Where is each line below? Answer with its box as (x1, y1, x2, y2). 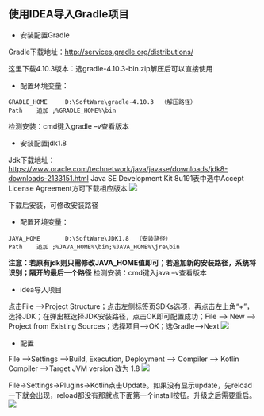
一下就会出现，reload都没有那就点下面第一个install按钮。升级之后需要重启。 (8, 390, 256, 399)
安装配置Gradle (19, 30, 70, 40)
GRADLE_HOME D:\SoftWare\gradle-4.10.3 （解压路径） (8, 98, 197, 106)
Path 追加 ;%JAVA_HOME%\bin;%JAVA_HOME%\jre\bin (8, 243, 180, 251)
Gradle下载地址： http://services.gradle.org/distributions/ (8, 47, 194, 56)
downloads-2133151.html (8, 173, 89, 183)
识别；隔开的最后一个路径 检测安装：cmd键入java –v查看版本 (8, 268, 208, 277)
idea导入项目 (19, 284, 62, 294)
